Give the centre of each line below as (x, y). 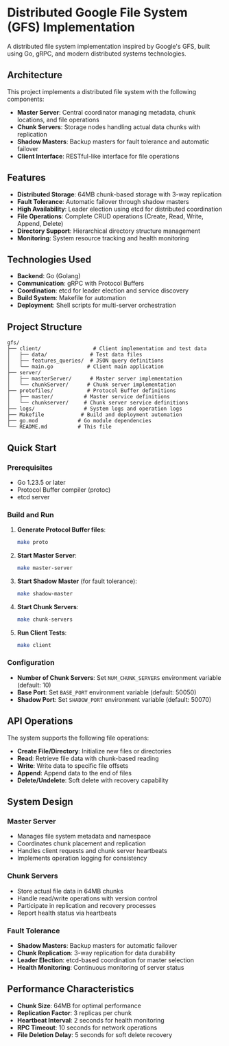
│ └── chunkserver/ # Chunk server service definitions (98, 403)
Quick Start (32, 448)
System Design (40, 802)
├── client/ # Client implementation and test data (107, 349)
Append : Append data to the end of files (74, 773)
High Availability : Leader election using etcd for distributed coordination (120, 209)
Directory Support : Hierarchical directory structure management (109, 231)
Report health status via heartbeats (67, 913)
